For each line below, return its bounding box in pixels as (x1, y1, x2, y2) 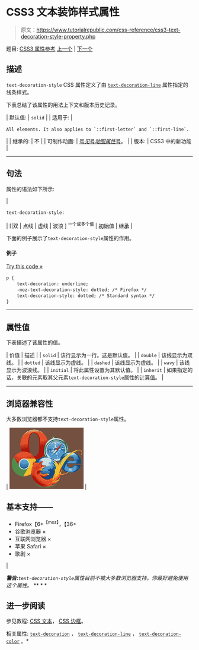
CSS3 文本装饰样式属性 (6, 5, 120, 19)
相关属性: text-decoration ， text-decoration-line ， (6, 630, 138, 638)
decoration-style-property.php (20, 33, 96, 40)
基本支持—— (6, 502, 53, 512)
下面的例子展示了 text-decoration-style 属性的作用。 (6, 235, 135, 242)
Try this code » (6, 263, 43, 270)
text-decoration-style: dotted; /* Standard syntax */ (17, 293, 155, 299)
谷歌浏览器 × (14, 528, 46, 535)
